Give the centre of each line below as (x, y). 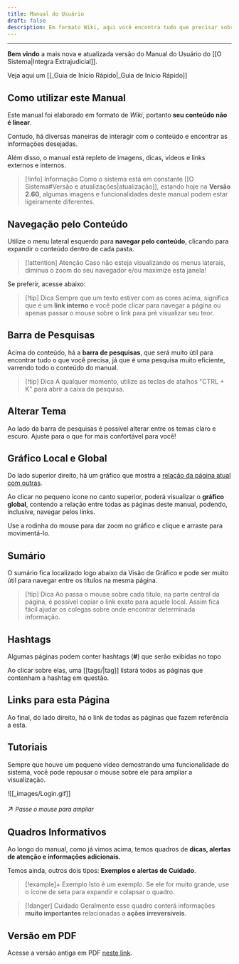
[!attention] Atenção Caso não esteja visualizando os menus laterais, (125, 263)
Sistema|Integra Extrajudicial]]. (53, 62)
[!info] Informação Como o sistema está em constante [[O (109, 179)
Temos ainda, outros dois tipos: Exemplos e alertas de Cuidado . (102, 871)
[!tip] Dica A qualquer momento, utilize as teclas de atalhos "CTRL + (124, 381)
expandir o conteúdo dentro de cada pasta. (71, 249)
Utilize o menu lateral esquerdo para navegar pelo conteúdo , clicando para (118, 241)
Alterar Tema (37, 411)
